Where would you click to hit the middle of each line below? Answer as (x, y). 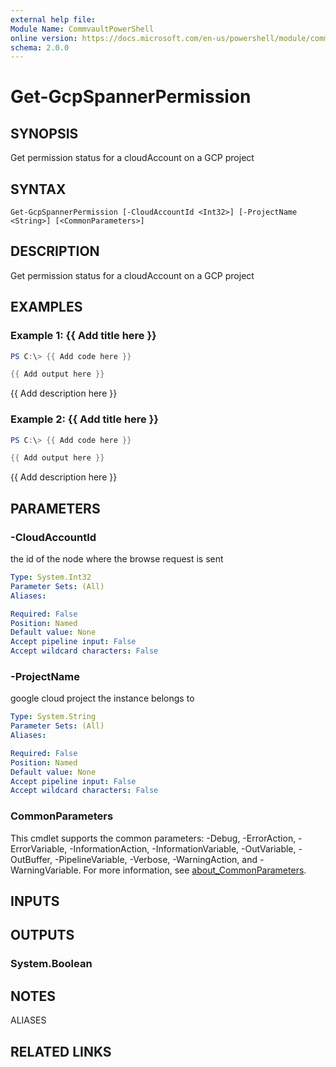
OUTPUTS (42, 935)
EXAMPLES (46, 307)
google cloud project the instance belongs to (102, 698)
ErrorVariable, (39, 848)
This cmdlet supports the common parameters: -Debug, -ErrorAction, (153, 838)
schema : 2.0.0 (40, 47)
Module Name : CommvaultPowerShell (82, 29)
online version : (44, 38)
